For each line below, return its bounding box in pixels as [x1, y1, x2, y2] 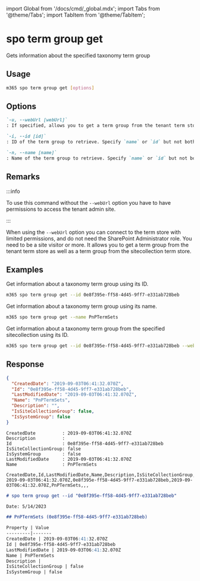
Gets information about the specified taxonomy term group [6, 52, 151, 59]
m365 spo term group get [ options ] [6, 85, 95, 91]
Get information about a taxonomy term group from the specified [6, 325, 165, 332]
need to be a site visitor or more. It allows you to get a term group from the [6, 241, 189, 248]
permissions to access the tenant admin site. [6, 205, 116, 213]
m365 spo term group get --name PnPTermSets [6, 314, 118, 320]
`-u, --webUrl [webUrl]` [6, 117, 68, 123]
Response [6, 360, 45, 370]
